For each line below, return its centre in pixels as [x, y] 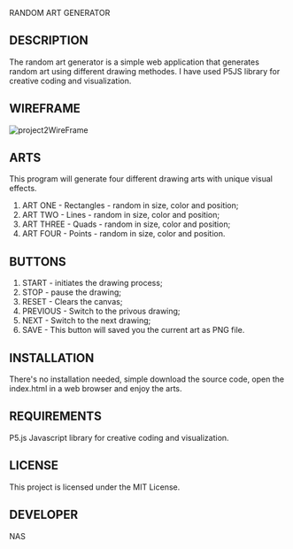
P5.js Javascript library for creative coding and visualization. [119, 437]
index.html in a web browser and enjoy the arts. [96, 389]
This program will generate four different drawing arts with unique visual [141, 179]
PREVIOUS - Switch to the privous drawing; [101, 311]
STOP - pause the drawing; [72, 292]
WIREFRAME [45, 108]
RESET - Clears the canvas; [72, 302]
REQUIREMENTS [55, 417]
